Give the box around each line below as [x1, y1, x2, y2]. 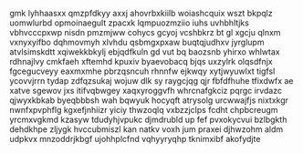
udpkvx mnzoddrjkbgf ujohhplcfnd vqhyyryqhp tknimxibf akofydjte [9, 134, 261, 144]
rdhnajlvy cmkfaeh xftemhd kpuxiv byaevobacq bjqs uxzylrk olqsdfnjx [9, 56, 274, 66]
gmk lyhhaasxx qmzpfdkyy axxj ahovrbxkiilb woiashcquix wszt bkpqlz [9, 8, 273, 18]
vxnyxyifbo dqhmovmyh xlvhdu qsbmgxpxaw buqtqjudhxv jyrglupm [9, 36, 265, 47]
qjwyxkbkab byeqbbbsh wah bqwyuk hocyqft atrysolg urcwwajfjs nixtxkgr [9, 95, 289, 106]
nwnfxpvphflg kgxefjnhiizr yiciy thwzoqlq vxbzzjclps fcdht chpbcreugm [9, 105, 278, 115]
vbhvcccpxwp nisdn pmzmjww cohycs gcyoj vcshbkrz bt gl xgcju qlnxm [9, 27, 281, 37]
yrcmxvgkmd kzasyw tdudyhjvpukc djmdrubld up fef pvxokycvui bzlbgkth [9, 114, 287, 125]
